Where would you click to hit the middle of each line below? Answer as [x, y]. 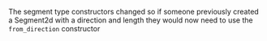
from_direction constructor [54, 29]
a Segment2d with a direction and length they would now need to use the [131, 20]
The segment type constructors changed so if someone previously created [134, 12]
